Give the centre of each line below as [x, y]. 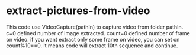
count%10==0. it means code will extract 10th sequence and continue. [92, 46]
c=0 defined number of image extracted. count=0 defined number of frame [98, 33]
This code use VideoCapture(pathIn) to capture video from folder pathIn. [95, 27]
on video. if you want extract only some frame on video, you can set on [93, 39]
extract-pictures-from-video [78, 11]
